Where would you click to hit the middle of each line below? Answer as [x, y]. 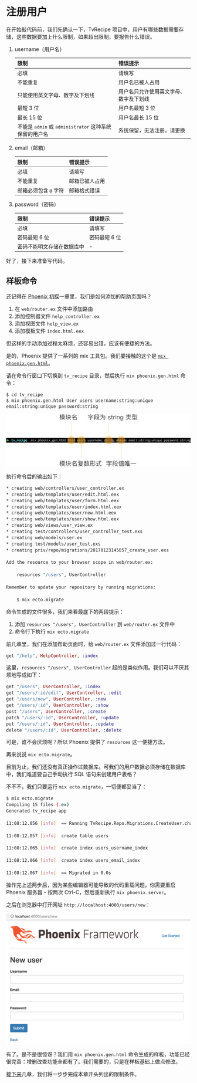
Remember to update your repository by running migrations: [81, 587]
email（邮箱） [31, 148]
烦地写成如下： [24, 675]
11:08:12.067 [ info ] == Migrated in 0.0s [59, 873]
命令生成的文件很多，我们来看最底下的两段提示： [65, 611]
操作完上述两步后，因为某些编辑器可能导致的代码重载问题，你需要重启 [91, 885]
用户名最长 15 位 [139, 117]
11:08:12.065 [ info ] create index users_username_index [77, 848]
